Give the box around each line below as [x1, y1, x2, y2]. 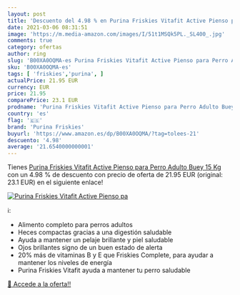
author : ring [7, 51, 46, 58]
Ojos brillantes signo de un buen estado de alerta [17, 244, 163, 252]
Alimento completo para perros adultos [17, 221, 134, 229]
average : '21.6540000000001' [7, 144, 94, 151]
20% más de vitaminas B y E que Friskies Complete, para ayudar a [17, 251, 214, 259]
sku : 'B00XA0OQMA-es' [7, 64, 72, 71]
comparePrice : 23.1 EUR [7, 97, 79, 104]
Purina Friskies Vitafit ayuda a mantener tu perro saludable [17, 266, 191, 275]
